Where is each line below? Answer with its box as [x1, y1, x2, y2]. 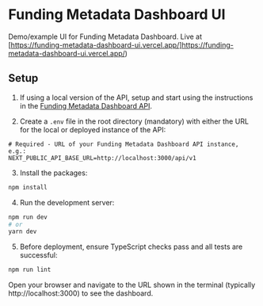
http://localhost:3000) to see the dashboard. [8, 289, 154, 298]
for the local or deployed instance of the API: [19, 124, 166, 134]
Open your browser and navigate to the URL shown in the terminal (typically [8, 280, 256, 290]
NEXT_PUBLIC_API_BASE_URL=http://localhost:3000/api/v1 [8, 154, 196, 162]
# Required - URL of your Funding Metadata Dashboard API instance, [8, 140, 239, 148]
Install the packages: [19, 168, 88, 178]
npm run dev [8, 212, 48, 221]
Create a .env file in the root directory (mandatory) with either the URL [19, 117, 250, 126]
